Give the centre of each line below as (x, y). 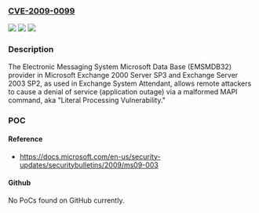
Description (31, 50)
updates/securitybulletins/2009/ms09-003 (89, 165)
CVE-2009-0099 (42, 11)
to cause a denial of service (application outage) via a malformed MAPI (123, 91)
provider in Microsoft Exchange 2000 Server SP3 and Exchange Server (123, 75)
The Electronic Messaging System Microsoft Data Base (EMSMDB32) (120, 66)
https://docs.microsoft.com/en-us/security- (90, 156)
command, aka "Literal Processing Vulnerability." (87, 100)
